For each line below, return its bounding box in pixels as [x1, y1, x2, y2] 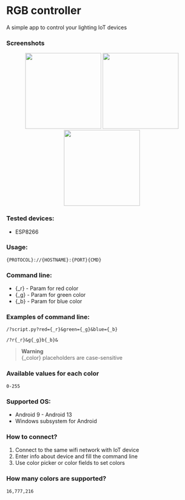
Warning [21, 348, 44, 355]
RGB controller [6, 4, 82, 18]
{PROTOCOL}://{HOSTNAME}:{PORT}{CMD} [6, 257, 102, 263]
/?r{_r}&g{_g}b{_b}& [6, 337, 59, 343]
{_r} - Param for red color [15, 285, 79, 292]
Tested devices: [6, 214, 55, 223]
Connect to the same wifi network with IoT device [15, 447, 140, 454]
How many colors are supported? [6, 475, 107, 483]
